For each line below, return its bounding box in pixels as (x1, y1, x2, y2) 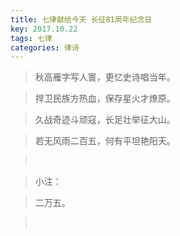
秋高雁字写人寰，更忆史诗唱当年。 (34, 71, 176, 83)
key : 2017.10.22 (10, 24, 78, 34)
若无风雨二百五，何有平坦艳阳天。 (34, 135, 176, 147)
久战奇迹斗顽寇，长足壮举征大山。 (34, 114, 176, 126)
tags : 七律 (10, 33, 53, 43)
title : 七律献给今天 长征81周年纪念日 (10, 14, 153, 25)
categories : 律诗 (10, 42, 80, 53)
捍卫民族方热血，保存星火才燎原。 (34, 92, 176, 105)
